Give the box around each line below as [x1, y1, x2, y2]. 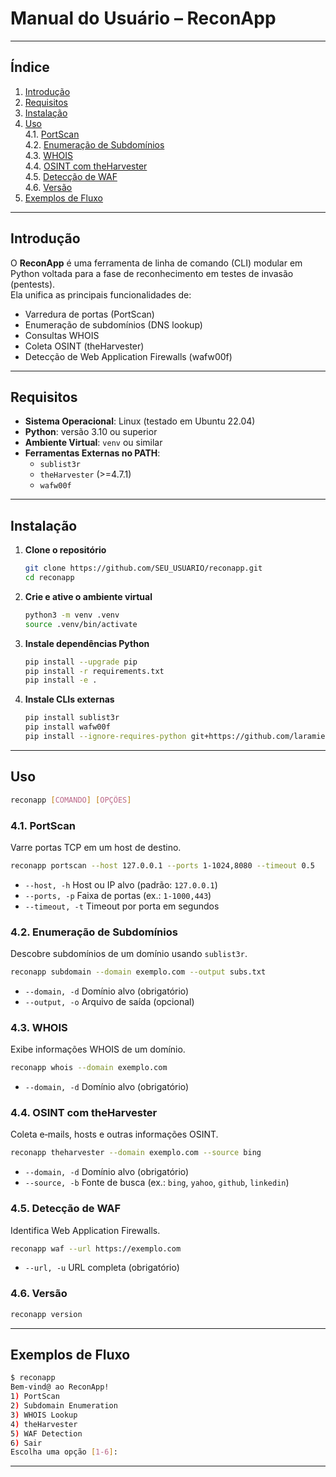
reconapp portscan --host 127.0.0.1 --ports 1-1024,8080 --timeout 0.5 [10, 860, 315, 871]
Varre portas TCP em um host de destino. [10, 841, 182, 853]
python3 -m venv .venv [24, 610, 120, 620]
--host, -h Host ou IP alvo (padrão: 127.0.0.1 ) [24, 878, 218, 891]
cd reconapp [24, 573, 75, 583]
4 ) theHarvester [10, 1419, 78, 1429]
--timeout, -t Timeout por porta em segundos [24, 900, 220, 912]
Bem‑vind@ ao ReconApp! [10, 1382, 110, 1392]
